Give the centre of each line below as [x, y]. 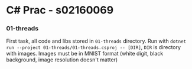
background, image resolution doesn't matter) [62, 60]
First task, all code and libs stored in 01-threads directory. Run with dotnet [96, 41]
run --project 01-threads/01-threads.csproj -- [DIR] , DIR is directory [94, 47]
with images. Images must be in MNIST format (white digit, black [85, 54]
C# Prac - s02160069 [60, 10]
